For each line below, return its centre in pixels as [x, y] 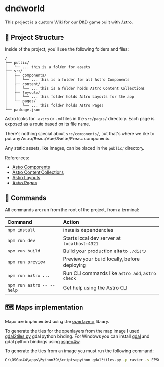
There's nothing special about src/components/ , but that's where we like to [80, 133]
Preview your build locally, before [102, 259]
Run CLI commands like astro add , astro [110, 273]
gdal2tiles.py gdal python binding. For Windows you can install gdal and [77, 336]
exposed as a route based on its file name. [48, 124]
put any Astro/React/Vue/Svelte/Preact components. [58, 138]
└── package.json [23, 110]
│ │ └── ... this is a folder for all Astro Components [68, 80]
